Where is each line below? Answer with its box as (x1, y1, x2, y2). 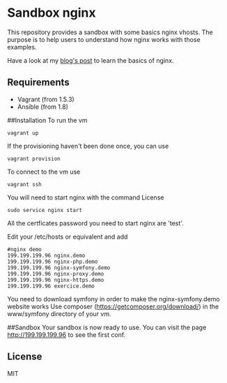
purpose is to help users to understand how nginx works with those (7, 35, 201, 43)
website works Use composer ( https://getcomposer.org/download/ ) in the (7, 302, 219, 310)
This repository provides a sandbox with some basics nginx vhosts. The (7, 28, 214, 36)
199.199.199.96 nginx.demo (7, 252, 86, 259)
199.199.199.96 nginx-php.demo (7, 258, 98, 265)
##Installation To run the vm (7, 116, 88, 124)
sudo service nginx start (7, 206, 82, 213)
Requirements (7, 77, 70, 89)
